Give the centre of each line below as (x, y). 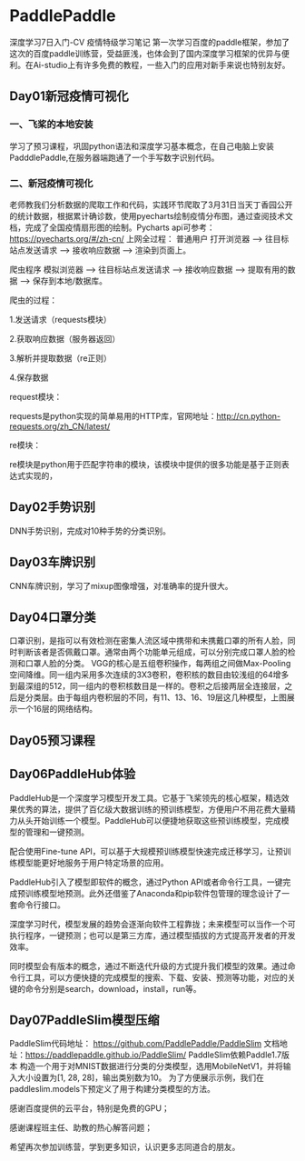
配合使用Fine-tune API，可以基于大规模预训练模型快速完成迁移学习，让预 (147, 851)
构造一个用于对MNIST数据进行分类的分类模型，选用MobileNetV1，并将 (151, 1066)
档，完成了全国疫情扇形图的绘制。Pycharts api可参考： (112, 227)
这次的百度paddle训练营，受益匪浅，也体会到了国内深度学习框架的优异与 (146, 53)
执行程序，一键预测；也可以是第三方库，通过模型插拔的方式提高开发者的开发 (152, 935)
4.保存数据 (29, 377)
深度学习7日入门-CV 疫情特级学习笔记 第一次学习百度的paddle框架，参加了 (150, 42)
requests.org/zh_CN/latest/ (60, 426)
